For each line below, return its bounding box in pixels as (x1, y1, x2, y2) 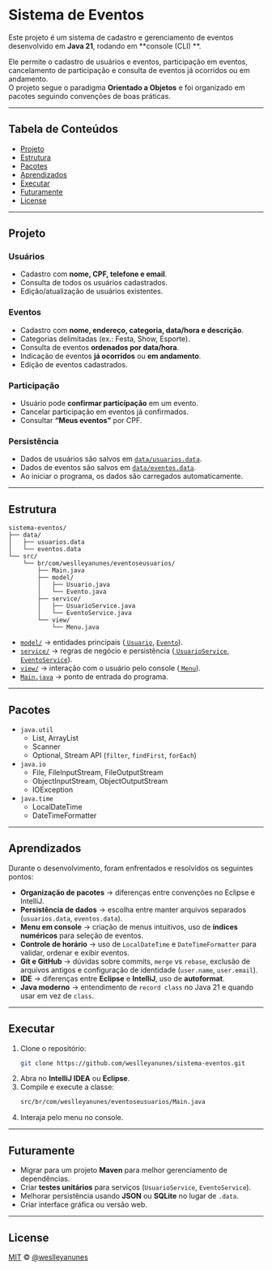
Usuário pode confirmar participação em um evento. (19, 399, 199, 408)
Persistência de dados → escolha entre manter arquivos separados (19, 904, 247, 914)
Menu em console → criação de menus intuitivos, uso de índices (19, 921, 239, 931)
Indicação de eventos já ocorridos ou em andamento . (19, 351, 202, 361)
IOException (32, 785, 74, 794)
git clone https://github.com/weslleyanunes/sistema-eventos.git (19, 1059, 245, 1067)
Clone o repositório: (19, 1043, 87, 1053)
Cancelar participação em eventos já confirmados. (19, 407, 189, 417)
